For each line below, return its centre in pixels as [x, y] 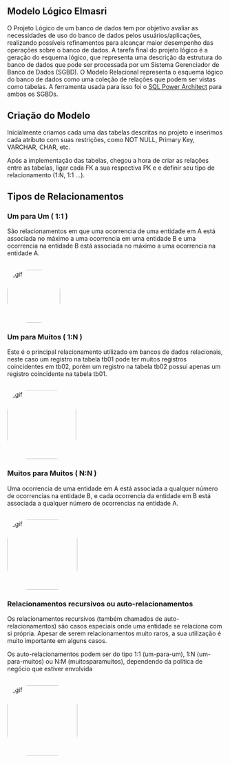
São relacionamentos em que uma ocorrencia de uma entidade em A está [111, 231]
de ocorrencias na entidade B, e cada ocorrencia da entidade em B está [109, 495]
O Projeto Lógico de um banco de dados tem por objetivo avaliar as [103, 28]
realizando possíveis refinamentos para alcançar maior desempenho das [110, 42]
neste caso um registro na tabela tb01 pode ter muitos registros [97, 359]
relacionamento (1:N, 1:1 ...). [46, 175]
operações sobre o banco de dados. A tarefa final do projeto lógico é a [107, 50]
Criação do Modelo [49, 116]
